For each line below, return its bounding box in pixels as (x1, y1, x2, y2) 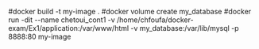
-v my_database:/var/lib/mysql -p (130, 24, 240, 32)
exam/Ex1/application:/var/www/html (8, 24, 129, 32)
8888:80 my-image (8, 32, 72, 41)
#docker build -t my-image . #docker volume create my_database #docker (8, 7, 252, 16)
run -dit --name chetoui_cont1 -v (8, 15, 115, 24)
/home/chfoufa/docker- (116, 15, 194, 24)
